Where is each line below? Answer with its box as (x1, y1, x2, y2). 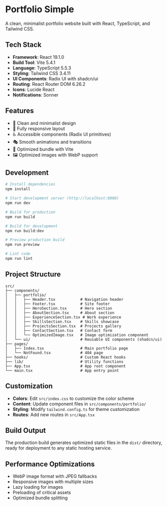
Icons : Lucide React (12, 86, 55, 92)
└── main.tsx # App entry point (5, 368, 119, 373)
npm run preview (5, 242, 40, 247)
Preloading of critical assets (12, 489, 71, 496)
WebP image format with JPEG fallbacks (12, 473, 97, 480)
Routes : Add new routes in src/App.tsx (12, 412, 95, 418)
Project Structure (5, 270, 61, 279)
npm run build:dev (5, 228, 44, 233)
